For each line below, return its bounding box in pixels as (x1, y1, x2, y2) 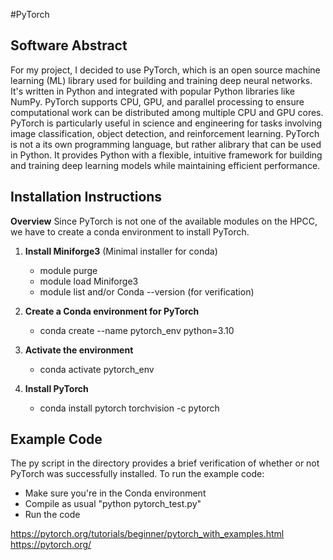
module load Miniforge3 (39, 275, 139, 287)
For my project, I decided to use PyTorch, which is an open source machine (10, 64, 321, 76)
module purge (39, 264, 98, 276)
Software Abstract (10, 37, 128, 54)
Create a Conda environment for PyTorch (24, 305, 200, 317)
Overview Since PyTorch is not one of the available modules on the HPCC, (10, 215, 318, 227)
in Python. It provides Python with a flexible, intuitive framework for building (10, 149, 323, 161)
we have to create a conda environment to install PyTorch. (10, 225, 250, 238)
